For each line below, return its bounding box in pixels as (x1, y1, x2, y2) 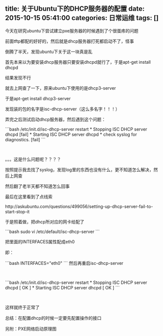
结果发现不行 (5, 75, 31, 80)
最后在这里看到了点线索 (5, 193, 53, 200)
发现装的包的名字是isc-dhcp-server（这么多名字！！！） (5, 106, 120, 112)
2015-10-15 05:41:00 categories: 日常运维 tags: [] (5, 14, 159, 22)
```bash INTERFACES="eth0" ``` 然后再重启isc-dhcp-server (5, 260, 124, 266)
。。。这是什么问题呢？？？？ (5, 156, 61, 162)
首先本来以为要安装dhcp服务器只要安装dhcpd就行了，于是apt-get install (5, 59, 151, 65)
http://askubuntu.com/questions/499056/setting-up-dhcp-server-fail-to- (5, 203, 153, 209)
